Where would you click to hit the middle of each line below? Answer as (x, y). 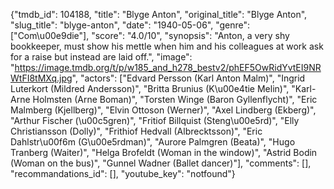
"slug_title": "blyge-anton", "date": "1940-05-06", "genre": (130, 25)
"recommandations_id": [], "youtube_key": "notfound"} (123, 173)
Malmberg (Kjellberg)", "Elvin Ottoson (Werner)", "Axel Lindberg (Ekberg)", (163, 110)
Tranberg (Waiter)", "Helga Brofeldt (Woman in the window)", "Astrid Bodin (164, 152)
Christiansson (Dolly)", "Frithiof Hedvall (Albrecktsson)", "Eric (136, 131)
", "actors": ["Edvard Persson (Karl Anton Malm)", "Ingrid (188, 78)
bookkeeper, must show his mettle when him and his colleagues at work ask (167, 46)
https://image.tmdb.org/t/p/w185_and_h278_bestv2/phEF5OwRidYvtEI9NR (168, 67)
